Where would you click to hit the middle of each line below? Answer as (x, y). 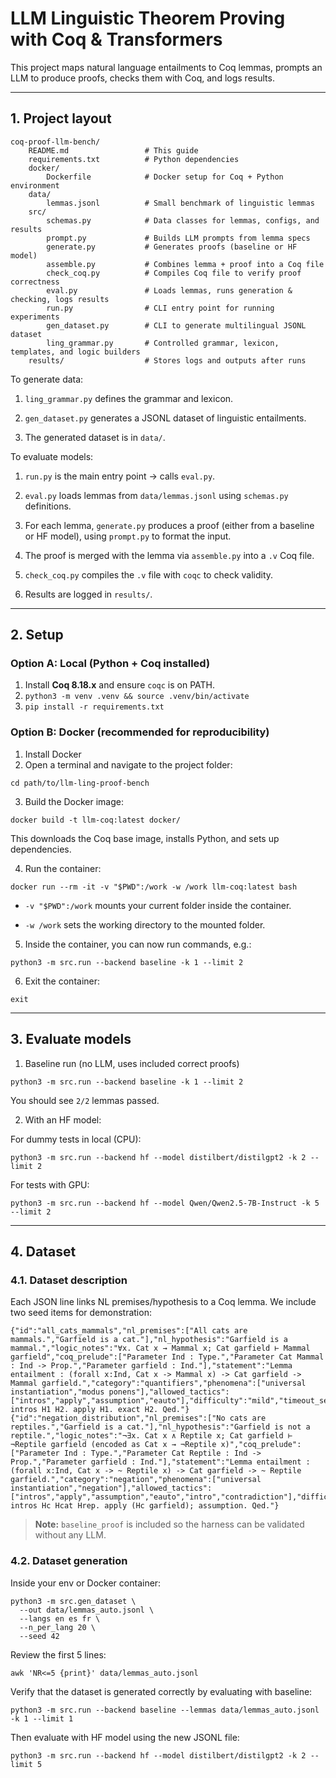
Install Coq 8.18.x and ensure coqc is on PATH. (120, 685)
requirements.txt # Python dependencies (134, 159)
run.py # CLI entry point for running (160, 308)
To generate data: (47, 379)
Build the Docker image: (74, 801)
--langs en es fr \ (60, 1618)
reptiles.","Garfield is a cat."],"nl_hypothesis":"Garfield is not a (160, 1427)
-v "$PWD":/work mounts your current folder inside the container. (158, 905)
